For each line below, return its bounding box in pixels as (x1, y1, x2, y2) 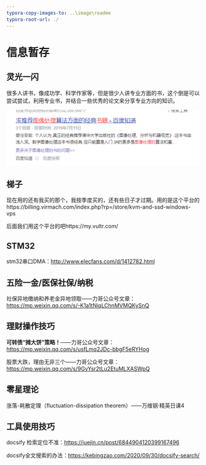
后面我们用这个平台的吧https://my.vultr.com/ (6, 223, 118, 230)
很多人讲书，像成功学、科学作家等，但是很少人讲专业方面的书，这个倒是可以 (6, 89, 200, 96)
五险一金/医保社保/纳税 (6, 277, 94, 288)
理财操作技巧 (6, 321, 55, 331)
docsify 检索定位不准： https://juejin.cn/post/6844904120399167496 (6, 439, 180, 446)
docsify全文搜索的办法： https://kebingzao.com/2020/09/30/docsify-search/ (6, 452, 200, 459)
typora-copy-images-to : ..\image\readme (6, 10, 112, 16)
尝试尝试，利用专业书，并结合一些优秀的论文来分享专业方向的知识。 (6, 97, 178, 104)
